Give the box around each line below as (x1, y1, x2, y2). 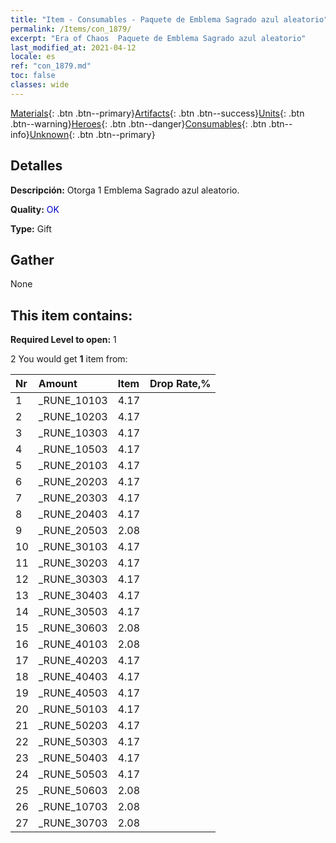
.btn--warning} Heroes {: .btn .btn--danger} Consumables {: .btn (10, 117, 267, 130)
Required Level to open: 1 (10, 334, 117, 346)
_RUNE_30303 (38, 572, 108, 586)
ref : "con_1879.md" (10, 61, 92, 71)
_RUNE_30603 (38, 621, 108, 635)
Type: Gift (10, 222, 52, 235)
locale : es (10, 52, 56, 62)
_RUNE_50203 (38, 719, 108, 733)
